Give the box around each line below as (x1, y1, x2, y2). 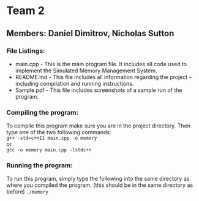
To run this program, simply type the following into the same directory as (6, 175, 190, 183)
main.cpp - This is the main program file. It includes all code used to (15, 60, 187, 67)
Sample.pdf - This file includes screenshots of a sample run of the (15, 86, 182, 94)
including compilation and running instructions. (15, 80, 134, 87)
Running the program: (6, 161, 73, 170)
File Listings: (6, 47, 45, 55)
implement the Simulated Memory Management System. (15, 67, 157, 74)
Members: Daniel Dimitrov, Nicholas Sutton (6, 28, 175, 39)
